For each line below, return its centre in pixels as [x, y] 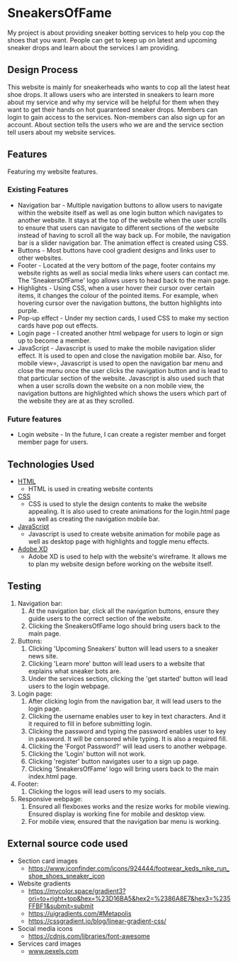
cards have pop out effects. [58, 325]
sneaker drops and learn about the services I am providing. [93, 47]
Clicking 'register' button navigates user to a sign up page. [114, 761]
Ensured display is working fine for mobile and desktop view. [117, 814]
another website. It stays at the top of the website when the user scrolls [122, 220]
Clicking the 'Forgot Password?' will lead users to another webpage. [127, 746]
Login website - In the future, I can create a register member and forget [121, 435]
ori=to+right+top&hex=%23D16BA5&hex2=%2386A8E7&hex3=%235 [129, 898]
